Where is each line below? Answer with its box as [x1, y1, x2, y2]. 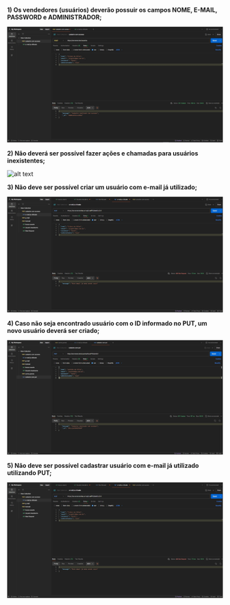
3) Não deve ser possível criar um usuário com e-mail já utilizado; [7, 183, 197, 191]
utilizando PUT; [7, 469, 52, 477]
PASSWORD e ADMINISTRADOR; [7, 13, 102, 21]
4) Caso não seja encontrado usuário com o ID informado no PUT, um [7, 319, 207, 328]
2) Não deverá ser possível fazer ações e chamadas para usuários [7, 149, 199, 157]
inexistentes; [7, 156, 46, 164]
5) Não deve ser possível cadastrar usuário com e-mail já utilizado [7, 461, 199, 469]
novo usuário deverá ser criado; [7, 326, 100, 334]
